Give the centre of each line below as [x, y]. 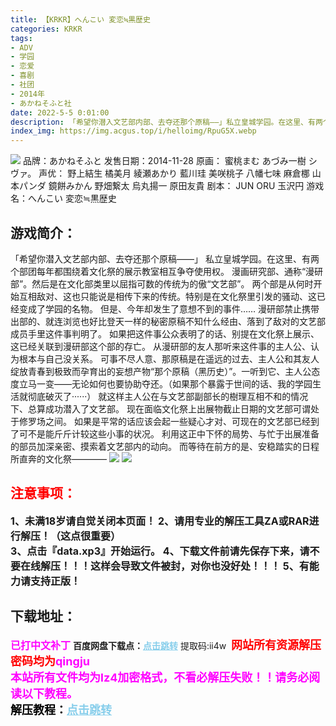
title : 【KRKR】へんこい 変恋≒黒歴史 [80, 19]
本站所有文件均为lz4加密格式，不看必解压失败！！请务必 [160, 677]
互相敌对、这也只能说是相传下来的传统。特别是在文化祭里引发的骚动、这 [167, 296]
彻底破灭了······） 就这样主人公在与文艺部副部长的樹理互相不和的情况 [168, 396]
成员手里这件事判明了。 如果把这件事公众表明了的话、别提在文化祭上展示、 [165, 333]
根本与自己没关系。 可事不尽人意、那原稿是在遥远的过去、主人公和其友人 [169, 358]
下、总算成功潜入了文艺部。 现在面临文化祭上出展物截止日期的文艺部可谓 [160, 408]
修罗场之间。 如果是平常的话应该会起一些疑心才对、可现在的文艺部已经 [164, 421]
